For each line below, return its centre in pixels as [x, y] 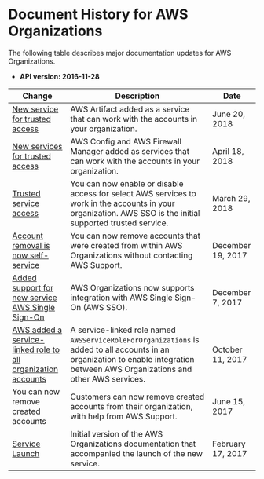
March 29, [231, 198]
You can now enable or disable [127, 184]
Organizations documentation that [133, 444]
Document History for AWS [98, 15]
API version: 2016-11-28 [59, 76]
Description [137, 96]
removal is [31, 245]
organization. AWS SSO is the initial [135, 213]
